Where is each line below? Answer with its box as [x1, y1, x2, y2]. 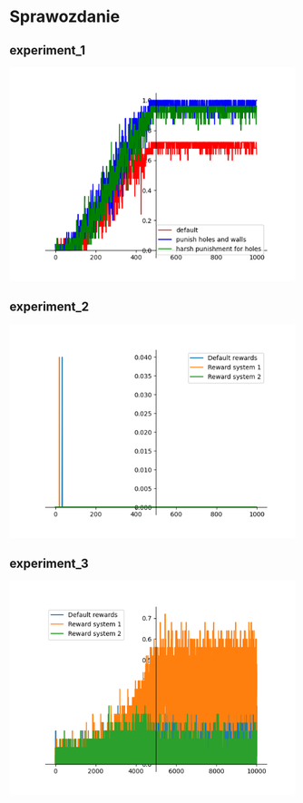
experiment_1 [9, 43, 86, 58]
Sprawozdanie [9, 6, 121, 27]
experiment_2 [9, 299, 90, 315]
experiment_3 [9, 556, 89, 572]
